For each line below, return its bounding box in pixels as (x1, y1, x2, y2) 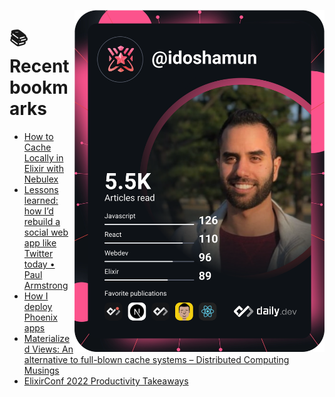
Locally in (23, 151, 64, 164)
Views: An (32, 343, 74, 355)
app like (23, 236, 57, 249)
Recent (9, 55, 70, 78)
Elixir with (23, 162, 64, 174)
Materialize (23, 332, 71, 344)
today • (23, 258, 56, 270)
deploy (23, 300, 53, 312)
